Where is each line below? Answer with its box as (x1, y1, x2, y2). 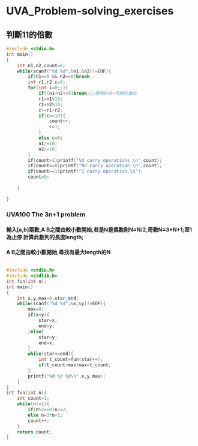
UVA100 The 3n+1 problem (6, 210, 86, 219)
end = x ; (38, 340, 55, 346)
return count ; (17, 429, 52, 435)
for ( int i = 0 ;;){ (28, 85, 68, 91)
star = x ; (38, 318, 58, 324)
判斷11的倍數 (6, 29, 53, 40)
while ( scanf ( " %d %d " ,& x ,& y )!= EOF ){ (17, 301, 106, 307)
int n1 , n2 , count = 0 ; (17, 62, 66, 68)
